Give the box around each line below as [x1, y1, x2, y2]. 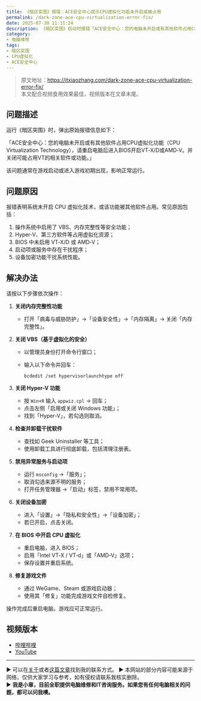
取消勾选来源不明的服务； [23, 478, 87, 485]
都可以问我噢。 [16, 688, 54, 696]
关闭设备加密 [14, 498, 47, 505]
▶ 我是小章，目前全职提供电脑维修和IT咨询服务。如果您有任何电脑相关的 [6, 681, 185, 688]
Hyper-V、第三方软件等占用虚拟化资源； [14, 231, 115, 238]
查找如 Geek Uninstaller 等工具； [23, 438, 105, 445]
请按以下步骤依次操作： [6, 289, 64, 297]
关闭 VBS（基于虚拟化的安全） [14, 335, 90, 343]
